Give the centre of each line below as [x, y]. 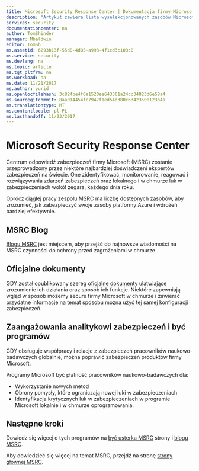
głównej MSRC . [25, 462]
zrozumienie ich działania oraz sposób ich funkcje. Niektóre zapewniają [93, 289]
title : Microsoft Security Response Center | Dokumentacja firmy [88, 12]
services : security [30, 23]
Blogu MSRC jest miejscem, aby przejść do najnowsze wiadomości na [91, 244]
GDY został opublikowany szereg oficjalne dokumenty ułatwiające [86, 283]
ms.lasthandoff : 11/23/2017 [41, 116]
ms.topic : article [29, 67]
